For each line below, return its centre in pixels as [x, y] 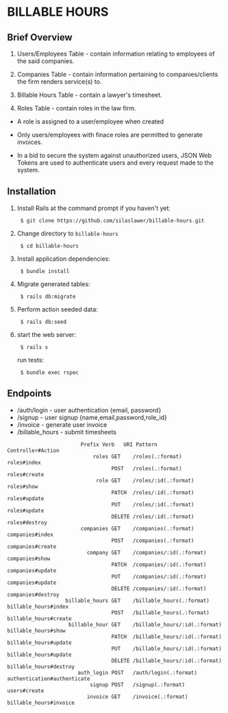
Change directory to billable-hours [67, 233]
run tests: [30, 360]
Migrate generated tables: [53, 284]
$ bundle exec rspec [49, 372]
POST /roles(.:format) [147, 468]
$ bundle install [45, 271]
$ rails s [34, 347]
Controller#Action [33, 450]
